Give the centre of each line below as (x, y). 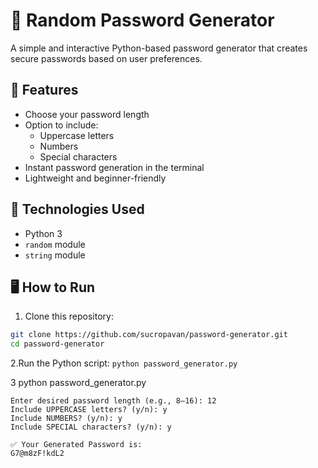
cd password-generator (57, 344)
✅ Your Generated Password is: (76, 445)
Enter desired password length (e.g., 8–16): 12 (113, 401)
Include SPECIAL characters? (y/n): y (91, 427)
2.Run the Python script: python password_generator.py (124, 363)
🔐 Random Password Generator (142, 20)
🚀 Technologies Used (77, 209)
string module (55, 255)
